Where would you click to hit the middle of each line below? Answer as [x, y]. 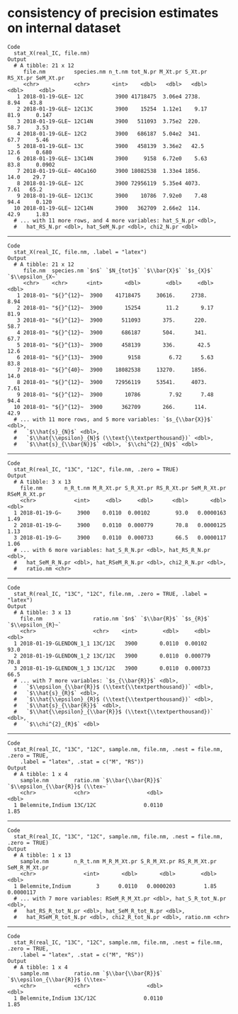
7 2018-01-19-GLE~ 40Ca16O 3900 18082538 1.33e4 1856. [109, 171]
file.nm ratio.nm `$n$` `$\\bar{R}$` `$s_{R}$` [115, 619]
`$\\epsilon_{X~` [33, 277]
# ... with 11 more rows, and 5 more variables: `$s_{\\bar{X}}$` [114, 419]
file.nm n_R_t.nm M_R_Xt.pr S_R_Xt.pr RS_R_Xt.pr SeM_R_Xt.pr [123, 488]
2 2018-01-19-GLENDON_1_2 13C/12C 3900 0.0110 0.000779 [112, 656]
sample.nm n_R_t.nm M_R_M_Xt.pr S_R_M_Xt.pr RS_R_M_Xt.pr [119, 861]
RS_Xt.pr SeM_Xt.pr [36, 78]
